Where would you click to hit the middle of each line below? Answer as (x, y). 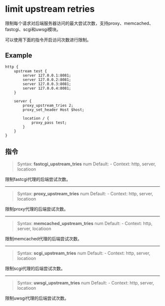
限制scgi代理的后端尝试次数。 (35, 268)
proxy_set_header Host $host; (54, 110)
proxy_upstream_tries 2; (48, 105)
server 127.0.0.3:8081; (47, 84)
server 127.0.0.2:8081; (47, 79)
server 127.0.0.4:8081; (47, 88)
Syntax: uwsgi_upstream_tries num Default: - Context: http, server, (86, 282)
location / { (36, 118)
